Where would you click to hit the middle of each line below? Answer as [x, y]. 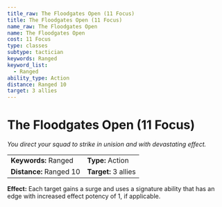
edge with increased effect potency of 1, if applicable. [84, 196]
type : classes [28, 46]
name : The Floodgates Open [46, 33]
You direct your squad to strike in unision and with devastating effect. [107, 144]
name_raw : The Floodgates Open [52, 26]
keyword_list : [28, 65]
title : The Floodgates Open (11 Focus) [65, 20]
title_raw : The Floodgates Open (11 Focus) [71, 13]
